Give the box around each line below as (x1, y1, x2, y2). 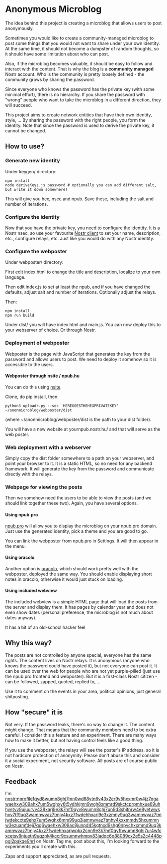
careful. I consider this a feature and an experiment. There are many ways (5, 732, 157, 738)
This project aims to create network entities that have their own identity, (5, 111, 153, 118)
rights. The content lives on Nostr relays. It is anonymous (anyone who (5, 657, 150, 663)
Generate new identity (5, 157, 61, 164)
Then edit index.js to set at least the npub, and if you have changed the (5, 284, 151, 290)
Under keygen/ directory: (5, 168, 57, 174)
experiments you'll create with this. (5, 844, 77, 850)
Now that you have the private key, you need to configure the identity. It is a (5, 225, 160, 231)
